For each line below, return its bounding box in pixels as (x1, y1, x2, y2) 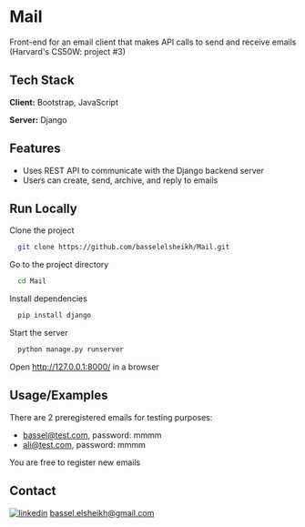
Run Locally (9, 200, 77, 216)
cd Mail (17, 277, 47, 286)
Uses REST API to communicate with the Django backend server (22, 165, 264, 176)
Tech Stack (9, 73, 75, 88)
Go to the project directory (9, 259, 109, 270)
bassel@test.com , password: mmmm (22, 430, 162, 441)
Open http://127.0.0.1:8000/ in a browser (9, 361, 159, 372)
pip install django (17, 311, 92, 320)
